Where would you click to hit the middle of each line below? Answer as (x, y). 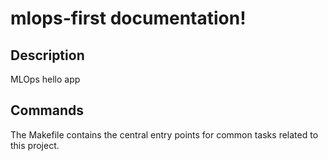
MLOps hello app (45, 79)
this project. (35, 145)
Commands (47, 110)
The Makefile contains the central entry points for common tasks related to (164, 134)
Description (47, 55)
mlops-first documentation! (128, 18)
